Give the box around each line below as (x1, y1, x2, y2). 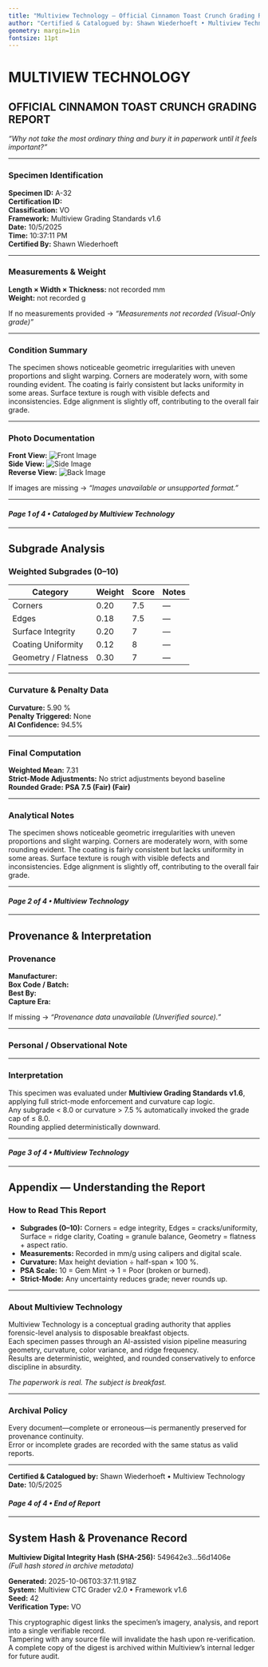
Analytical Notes (8, 809, 74, 820)
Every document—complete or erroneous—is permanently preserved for (8, 1423, 247, 1433)
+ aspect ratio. (19, 1240, 69, 1250)
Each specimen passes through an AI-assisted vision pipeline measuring (8, 1336, 247, 1346)
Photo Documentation (8, 433, 96, 444)
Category (31, 587, 69, 598)
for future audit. (8, 1652, 60, 1661)
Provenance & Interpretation (8, 929, 152, 943)
